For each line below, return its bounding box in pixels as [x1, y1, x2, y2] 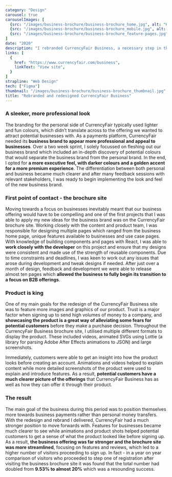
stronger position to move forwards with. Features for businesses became [5, 422, 161, 428]
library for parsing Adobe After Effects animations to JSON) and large [5, 339, 152, 345]
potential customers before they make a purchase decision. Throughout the [5, 323, 166, 329]
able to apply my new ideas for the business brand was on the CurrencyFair [5, 216, 165, 223]
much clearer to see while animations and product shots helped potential [5, 428, 159, 434]
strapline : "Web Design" [5, 79, 58, 84]
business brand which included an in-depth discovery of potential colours [5, 149, 161, 155]
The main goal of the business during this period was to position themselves [5, 406, 166, 412]
